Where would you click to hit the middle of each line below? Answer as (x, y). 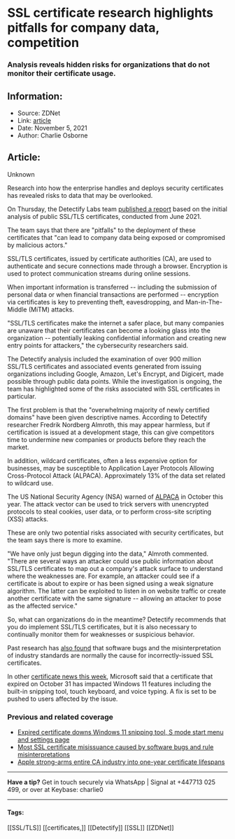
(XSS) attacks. (28, 519)
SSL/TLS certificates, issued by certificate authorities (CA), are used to (109, 258)
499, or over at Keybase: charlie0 (55, 790)
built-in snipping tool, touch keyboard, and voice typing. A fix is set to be (112, 691)
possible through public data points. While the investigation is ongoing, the (115, 381)
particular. (22, 396)
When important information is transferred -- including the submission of (112, 287)
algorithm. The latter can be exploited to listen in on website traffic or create (116, 591)
